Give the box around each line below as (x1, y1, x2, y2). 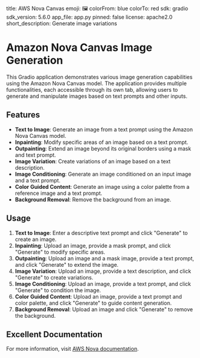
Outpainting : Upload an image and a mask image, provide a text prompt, (14, 254, 195, 262)
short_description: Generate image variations (6, 20, 117, 27)
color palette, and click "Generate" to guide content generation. (14, 299, 172, 306)
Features (6, 110, 40, 120)
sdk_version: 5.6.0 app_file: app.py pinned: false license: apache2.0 (6, 14, 172, 20)
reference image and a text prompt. (14, 189, 103, 197)
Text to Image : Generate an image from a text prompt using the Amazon (14, 125, 193, 133)
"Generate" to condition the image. (14, 287, 101, 294)
